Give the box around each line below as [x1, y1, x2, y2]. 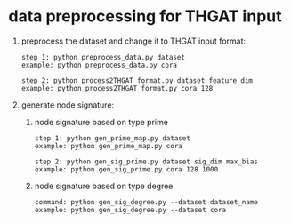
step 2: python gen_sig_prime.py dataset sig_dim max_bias [34, 157, 259, 166]
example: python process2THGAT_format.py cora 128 [20, 84, 214, 92]
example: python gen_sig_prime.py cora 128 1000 [34, 164, 219, 174]
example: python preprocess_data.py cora [20, 60, 177, 69]
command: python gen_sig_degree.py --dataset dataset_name [34, 197, 259, 206]
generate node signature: [20, 100, 115, 110]
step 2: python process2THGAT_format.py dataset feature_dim [20, 76, 254, 85]
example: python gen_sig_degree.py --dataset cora [34, 205, 227, 214]
